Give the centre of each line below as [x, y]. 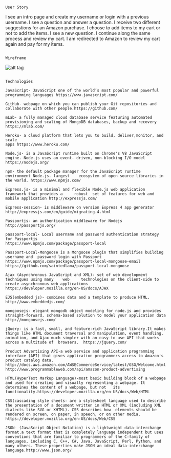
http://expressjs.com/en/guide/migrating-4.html [58, 212]
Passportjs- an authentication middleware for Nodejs [64, 221]
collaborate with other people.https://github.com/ [61, 108]
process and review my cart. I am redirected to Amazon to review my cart [83, 39]
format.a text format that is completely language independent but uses [84, 432]
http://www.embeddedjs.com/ [35, 302]
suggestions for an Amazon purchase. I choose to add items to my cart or [83, 28]
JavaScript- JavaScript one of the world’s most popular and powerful [82, 90]
